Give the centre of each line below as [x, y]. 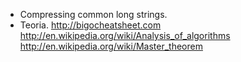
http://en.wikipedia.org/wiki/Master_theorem [111, 46]
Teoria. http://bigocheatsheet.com [90, 25]
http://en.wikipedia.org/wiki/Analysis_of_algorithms [125, 35]
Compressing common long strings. [93, 14]
